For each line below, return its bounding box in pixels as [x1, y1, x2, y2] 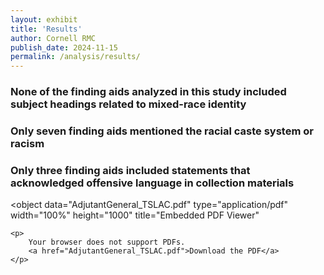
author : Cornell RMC [10, 33, 97, 43]
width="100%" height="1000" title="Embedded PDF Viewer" [10, 209, 260, 221]
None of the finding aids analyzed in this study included [10, 85, 287, 99]
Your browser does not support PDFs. [28, 237, 186, 248]
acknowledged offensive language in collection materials [10, 176, 295, 190]
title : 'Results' [10, 24, 83, 34]
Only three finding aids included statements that [10, 163, 251, 177]
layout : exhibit [10, 14, 78, 25]
